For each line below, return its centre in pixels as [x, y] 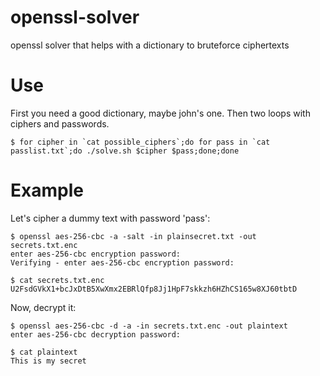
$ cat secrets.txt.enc [57, 280]
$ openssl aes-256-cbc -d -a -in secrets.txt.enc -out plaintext [149, 326]
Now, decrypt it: [43, 307]
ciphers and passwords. [60, 123]
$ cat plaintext [44, 352]
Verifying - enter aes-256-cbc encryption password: [122, 262]
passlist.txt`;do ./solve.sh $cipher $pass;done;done [125, 151]
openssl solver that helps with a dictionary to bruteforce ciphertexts [150, 45]
